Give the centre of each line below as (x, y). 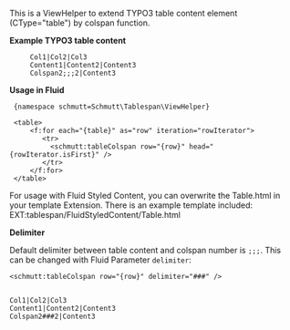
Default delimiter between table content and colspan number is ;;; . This (145, 250)
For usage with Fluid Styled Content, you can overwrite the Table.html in (145, 196)
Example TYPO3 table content (67, 41)
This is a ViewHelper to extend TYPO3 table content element (124, 13)
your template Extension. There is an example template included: (131, 205)
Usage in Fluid (37, 90)
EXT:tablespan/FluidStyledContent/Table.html (95, 215)
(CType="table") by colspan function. (80, 23)
